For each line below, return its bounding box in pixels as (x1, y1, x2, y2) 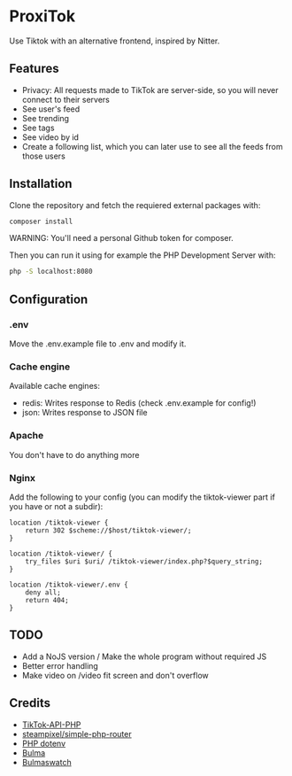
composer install (9, 217, 73, 226)
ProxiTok (9, 6, 76, 27)
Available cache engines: (9, 381, 100, 392)
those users (21, 151, 66, 161)
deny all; (25, 587, 62, 597)
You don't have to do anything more (9, 449, 140, 460)
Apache (9, 430, 44, 442)
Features (9, 61, 59, 76)
